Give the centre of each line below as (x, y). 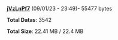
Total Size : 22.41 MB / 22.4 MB (45, 31)
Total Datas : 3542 (29, 20)
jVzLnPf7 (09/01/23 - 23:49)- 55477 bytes (60, 9)
